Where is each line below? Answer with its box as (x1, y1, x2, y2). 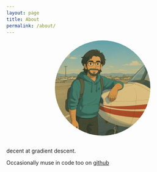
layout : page (6, 10, 40, 16)
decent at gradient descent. (6, 147, 76, 155)
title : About (6, 16, 40, 23)
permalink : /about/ (6, 23, 56, 29)
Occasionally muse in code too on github (6, 159, 109, 167)
